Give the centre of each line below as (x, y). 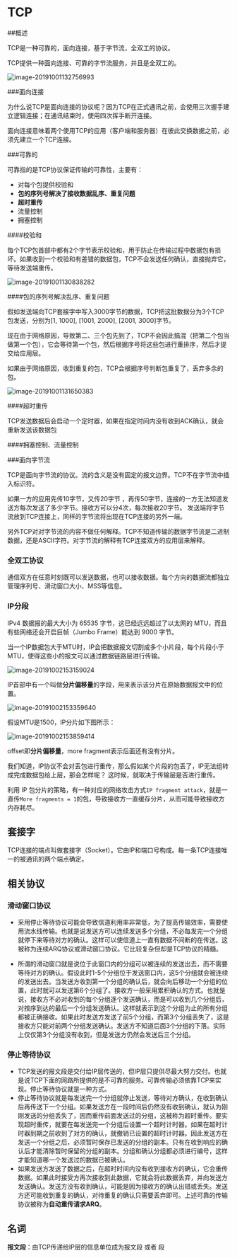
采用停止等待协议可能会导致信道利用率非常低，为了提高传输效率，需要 (120, 922)
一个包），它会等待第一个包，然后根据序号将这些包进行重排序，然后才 (120, 344)
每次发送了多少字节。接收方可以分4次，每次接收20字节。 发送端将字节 (122, 508)
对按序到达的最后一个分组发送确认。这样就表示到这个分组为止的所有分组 (122, 1008)
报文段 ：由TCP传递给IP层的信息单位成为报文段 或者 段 (86, 1247)
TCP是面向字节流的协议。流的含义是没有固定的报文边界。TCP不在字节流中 (115, 474)
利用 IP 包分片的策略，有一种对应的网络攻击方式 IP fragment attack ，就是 (115, 789)
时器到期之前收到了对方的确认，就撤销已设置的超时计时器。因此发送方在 (122, 1133)
